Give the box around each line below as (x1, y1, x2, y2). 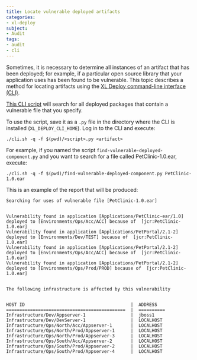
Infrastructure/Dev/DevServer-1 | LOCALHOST (6, 317, 163, 323)
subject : (6, 25, 28, 31)
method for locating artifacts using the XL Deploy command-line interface (6, 83, 186, 90)
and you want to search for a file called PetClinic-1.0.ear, (39, 153, 177, 160)
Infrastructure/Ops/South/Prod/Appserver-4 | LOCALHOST (6, 348, 163, 354)
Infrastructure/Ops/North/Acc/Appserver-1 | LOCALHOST (6, 322, 163, 329)
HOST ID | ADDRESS (6, 301, 158, 308)
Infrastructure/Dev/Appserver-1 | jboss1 (6, 312, 155, 318)
